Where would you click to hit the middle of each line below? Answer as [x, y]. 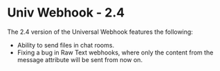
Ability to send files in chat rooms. [66, 45]
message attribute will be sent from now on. [80, 59]
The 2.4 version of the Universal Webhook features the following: [100, 32]
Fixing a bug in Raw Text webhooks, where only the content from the [115, 52]
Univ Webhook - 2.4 [66, 13]
